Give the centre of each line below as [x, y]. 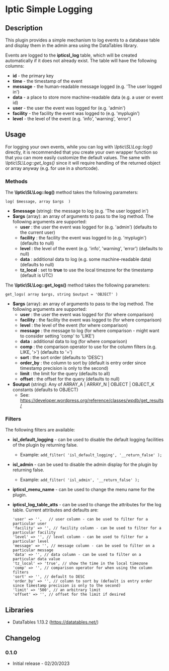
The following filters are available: [40, 430]
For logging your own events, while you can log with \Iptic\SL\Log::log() [79, 147]
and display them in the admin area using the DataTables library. [72, 45]
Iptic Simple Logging [49, 9]
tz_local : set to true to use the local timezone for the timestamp [87, 270]
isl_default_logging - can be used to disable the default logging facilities [88, 440]
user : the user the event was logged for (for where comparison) [87, 315]
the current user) [37, 232]
